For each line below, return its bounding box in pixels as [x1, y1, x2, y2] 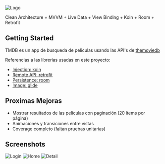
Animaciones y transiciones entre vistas [12, 120, 94, 126]
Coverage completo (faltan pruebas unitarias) [12, 126, 106, 132]
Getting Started [5, 34, 54, 42]
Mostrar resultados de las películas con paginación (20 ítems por [12, 110, 145, 116]
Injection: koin [12, 66, 41, 72]
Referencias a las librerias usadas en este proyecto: [5, 57, 110, 63]
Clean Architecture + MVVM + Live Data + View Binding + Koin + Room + [5, 14, 155, 20]
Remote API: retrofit [12, 72, 53, 78]
